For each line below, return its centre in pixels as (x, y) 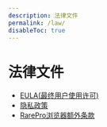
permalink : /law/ (37, 23)
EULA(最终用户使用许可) (59, 95)
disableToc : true (37, 30)
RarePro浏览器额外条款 (57, 115)
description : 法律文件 (43, 15)
